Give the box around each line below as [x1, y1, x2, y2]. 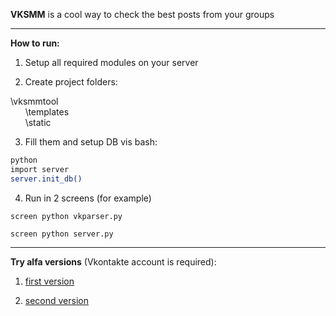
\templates [24, 106, 70, 118]
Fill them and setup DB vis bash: [24, 136, 158, 148]
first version [24, 275, 75, 287]
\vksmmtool [10, 95, 59, 107]
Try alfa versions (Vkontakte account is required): [10, 255, 217, 268]
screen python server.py [10, 229, 114, 239]
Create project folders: [24, 76, 118, 88]
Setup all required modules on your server [24, 57, 199, 68]
